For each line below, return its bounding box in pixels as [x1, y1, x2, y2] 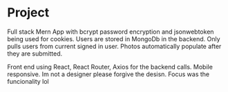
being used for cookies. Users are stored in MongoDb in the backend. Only [7, 34, 220, 43]
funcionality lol [7, 77, 50, 85]
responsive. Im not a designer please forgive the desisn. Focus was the [7, 70, 209, 78]
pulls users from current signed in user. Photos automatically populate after [7, 42, 222, 50]
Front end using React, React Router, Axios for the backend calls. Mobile [7, 62, 213, 71]
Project [7, 5, 50, 21]
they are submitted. [7, 49, 63, 58]
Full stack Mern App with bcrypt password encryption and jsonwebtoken [7, 27, 214, 36]
